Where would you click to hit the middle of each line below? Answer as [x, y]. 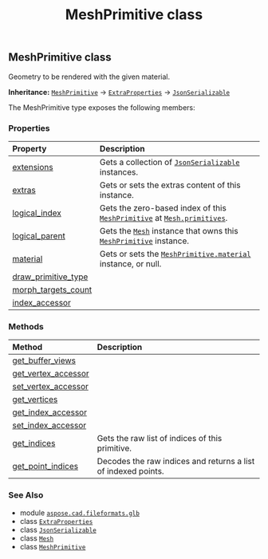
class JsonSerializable [58, 529]
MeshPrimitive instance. [144, 241]
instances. [119, 171]
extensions [33, 167]
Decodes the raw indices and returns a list [176, 462]
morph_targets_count [52, 289]
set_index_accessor [49, 426]
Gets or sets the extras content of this [170, 185]
